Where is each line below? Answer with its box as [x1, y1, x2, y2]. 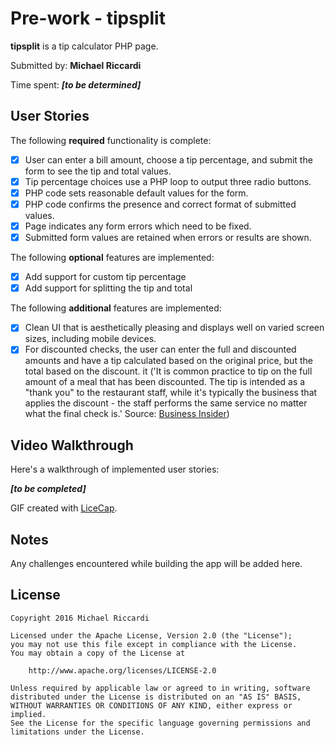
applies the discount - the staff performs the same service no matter [24, 397, 308, 409]
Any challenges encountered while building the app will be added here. [10, 558, 303, 569]
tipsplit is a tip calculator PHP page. [10, 40, 159, 52]
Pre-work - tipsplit [10, 7, 166, 30]
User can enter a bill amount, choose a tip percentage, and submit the [24, 153, 313, 166]
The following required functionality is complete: [10, 134, 212, 146]
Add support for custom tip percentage [24, 271, 187, 283]
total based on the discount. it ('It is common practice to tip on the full [24, 365, 313, 377]
